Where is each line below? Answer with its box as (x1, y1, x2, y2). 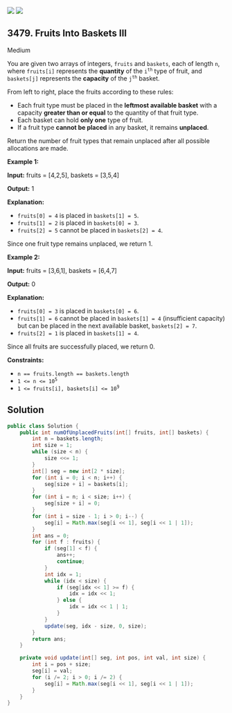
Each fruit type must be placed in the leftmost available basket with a (17, 101, 217, 109)
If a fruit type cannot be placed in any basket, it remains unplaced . (17, 123, 209, 131)
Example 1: (7, 157, 39, 166)
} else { (56, 597, 82, 604)
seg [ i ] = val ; (32, 667, 73, 674)
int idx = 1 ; (44, 571, 82, 578)
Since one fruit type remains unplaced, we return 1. (7, 240, 153, 248)
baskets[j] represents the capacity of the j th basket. (7, 74, 161, 83)
